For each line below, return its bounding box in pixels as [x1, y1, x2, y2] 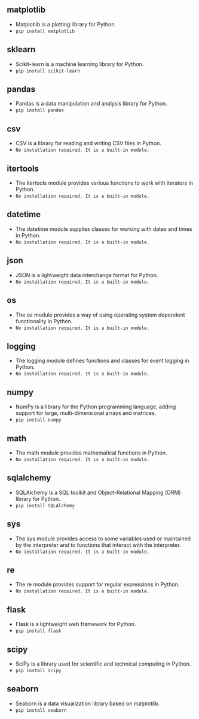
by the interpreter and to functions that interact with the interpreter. [15, 541, 181, 548]
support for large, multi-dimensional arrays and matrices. [15, 410, 157, 417]
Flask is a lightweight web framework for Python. [15, 621, 136, 628]
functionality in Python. [15, 317, 73, 324]
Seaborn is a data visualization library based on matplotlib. [15, 700, 160, 707]
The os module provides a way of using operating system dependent [15, 311, 185, 318]
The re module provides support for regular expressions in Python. [15, 581, 180, 588]
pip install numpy [15, 417, 62, 423]
